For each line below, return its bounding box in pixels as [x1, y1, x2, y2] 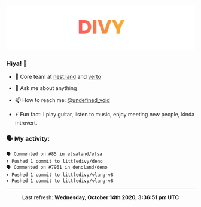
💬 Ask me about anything [14, 84, 77, 91]
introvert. [14, 119, 38, 126]
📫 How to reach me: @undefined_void [14, 96, 110, 103]
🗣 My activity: [6, 134, 50, 143]
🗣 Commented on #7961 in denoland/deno [6, 165, 108, 171]
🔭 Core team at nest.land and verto [14, 73, 102, 80]
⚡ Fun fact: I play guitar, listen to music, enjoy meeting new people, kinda [14, 110, 195, 118]
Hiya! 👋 [6, 59, 28, 67]
